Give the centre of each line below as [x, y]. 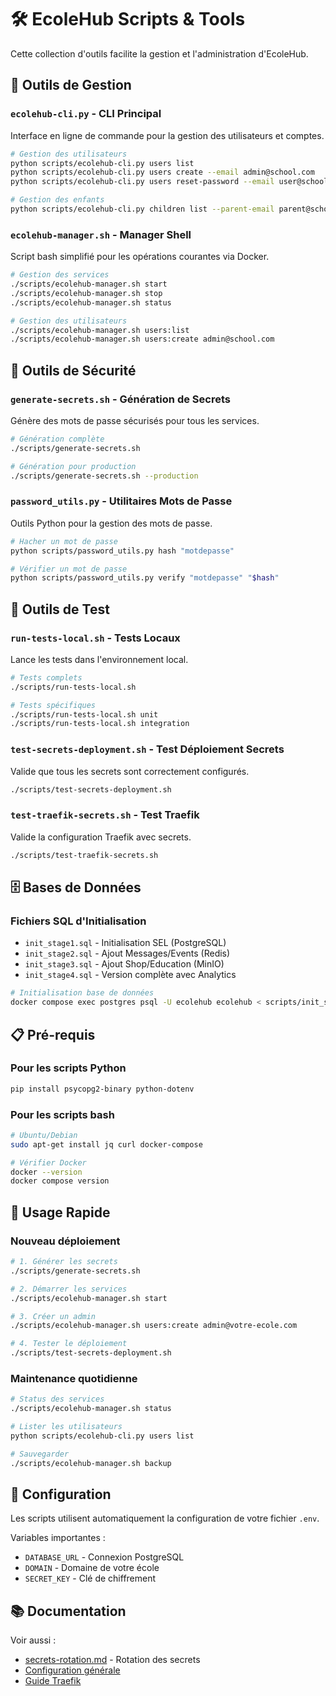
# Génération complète [57, 439]
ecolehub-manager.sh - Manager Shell [101, 234]
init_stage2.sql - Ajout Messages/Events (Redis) [127, 953]
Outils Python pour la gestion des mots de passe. [111, 523]
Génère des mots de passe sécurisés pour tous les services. [135, 420]
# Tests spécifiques [53, 705]
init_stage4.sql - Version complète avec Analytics [130, 975]
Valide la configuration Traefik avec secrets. [101, 837]
